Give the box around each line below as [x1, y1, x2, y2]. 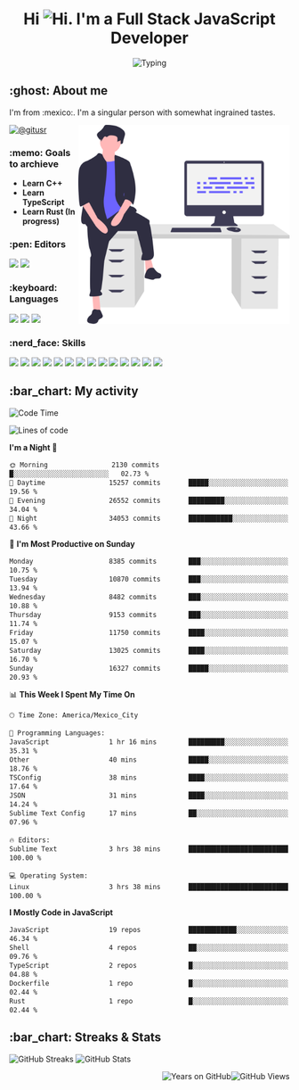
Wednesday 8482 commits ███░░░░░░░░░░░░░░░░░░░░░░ [9, 592, 289, 601]
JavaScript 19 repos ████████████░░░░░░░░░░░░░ [9, 925, 289, 934]
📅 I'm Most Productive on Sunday [9, 538, 135, 549]
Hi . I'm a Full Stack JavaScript [23, 9, 276, 29]
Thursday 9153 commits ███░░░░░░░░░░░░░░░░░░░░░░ [9, 610, 289, 619]
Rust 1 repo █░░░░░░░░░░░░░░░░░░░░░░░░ [9, 996, 289, 1005]
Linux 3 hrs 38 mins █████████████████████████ [9, 882, 289, 891]
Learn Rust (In [21, 206, 76, 218]
